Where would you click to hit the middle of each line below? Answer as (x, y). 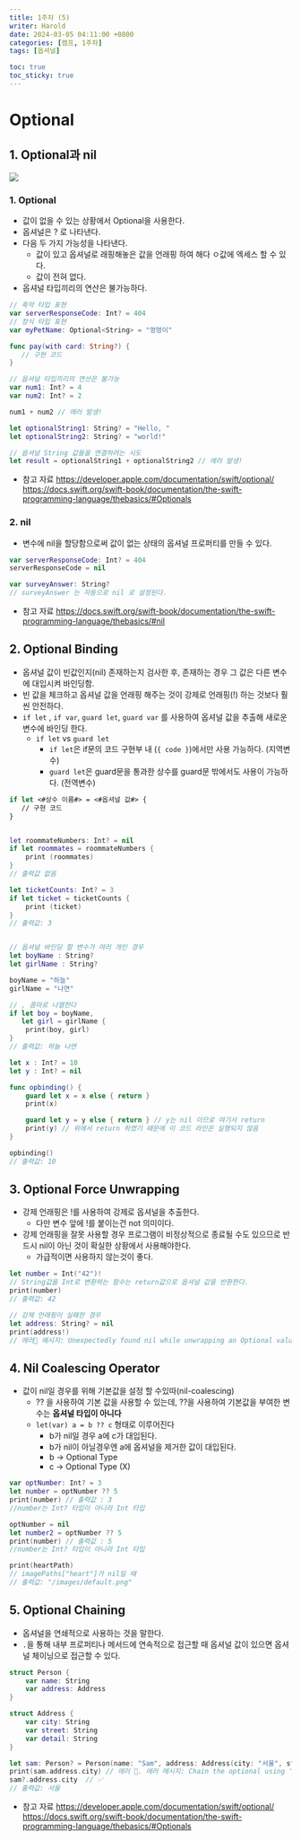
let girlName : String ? (54, 964)
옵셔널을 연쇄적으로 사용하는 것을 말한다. (93, 1633)
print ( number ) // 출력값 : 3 (61, 1500)
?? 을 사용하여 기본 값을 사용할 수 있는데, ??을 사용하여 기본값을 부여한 (158, 1402)
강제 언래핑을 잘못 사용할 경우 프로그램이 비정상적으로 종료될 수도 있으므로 (151, 1234)
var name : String (58, 1681)
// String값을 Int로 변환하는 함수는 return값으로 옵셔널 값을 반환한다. (129, 1283)
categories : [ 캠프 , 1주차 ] (56, 43)
